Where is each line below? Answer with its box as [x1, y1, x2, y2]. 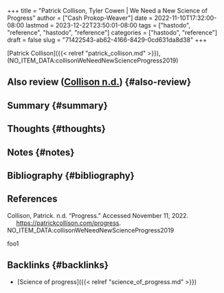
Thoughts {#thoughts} [7, 123, 107, 135]
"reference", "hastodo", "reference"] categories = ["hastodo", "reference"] [7, 28, 218, 36]
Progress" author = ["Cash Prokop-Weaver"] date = [7, 14, 153, 22]
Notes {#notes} [7, 146, 75, 158]
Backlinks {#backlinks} [7, 259, 109, 271]
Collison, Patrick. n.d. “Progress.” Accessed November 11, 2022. [7, 211, 189, 219]
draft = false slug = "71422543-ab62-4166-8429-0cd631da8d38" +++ [7, 36, 208, 44]
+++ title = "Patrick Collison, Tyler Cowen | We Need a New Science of [7, 7, 208, 14]
